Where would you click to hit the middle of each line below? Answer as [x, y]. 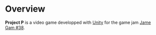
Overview [25, 9]
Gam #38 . [15, 27]
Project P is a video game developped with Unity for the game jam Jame [78, 22]
